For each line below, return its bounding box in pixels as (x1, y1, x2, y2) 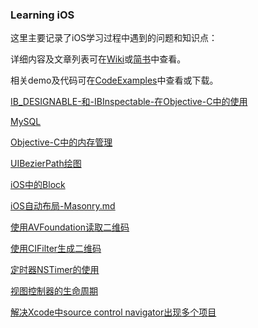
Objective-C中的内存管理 (10, 136, 113, 148)
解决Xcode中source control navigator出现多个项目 (10, 306, 217, 318)
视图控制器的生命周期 (10, 285, 98, 297)
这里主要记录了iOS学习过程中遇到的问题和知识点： (10, 32, 218, 44)
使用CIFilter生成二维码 (10, 243, 102, 255)
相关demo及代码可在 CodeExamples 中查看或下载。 (10, 74, 219, 87)
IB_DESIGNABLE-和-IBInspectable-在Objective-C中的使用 (10, 96, 248, 108)
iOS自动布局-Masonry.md (10, 200, 116, 212)
